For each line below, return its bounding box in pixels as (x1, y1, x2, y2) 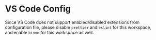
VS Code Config (5, 3, 71, 14)
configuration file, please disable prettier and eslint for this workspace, (5, 24, 152, 30)
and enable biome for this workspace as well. (5, 29, 94, 35)
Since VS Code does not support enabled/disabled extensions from (5, 19, 140, 25)
